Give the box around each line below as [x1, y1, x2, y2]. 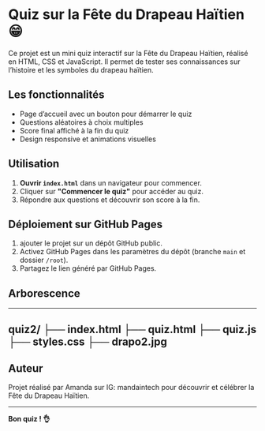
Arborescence [8, 287, 80, 300]
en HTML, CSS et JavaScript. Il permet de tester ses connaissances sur [8, 57, 241, 66]
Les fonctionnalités [8, 88, 105, 102]
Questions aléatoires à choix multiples [19, 117, 144, 127]
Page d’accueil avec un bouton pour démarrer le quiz [19, 109, 192, 118]
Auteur [8, 362, 43, 375]
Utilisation [8, 157, 60, 171]
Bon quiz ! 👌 [8, 414, 50, 424]
